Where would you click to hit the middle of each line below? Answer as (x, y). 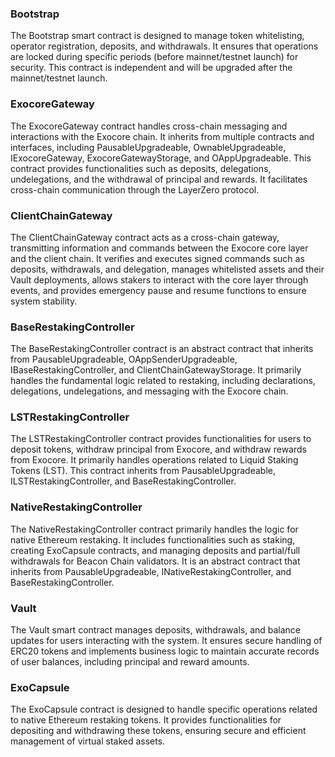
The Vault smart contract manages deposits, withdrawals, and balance (156, 630)
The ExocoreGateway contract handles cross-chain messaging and (149, 126)
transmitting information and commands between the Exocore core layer (159, 248)
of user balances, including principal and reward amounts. (130, 662)
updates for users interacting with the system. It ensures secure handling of (166, 641)
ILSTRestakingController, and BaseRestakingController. (123, 481)
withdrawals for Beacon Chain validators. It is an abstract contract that (155, 561)
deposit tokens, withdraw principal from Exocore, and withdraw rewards (158, 449)
